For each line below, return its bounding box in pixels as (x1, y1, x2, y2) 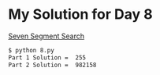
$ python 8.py (8, 46, 55, 54)
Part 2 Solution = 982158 (8, 61, 97, 69)
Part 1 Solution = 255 (8, 53, 87, 62)
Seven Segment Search (8, 31, 85, 41)
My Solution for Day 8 (8, 5, 153, 23)
